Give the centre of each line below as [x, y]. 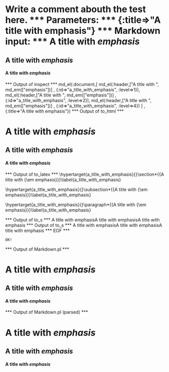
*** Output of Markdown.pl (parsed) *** [47, 312]
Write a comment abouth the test [76, 9]
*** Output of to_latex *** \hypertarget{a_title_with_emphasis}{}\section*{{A [85, 174]
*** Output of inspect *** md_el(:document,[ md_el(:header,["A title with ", [82, 84]
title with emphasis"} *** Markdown [83, 31]
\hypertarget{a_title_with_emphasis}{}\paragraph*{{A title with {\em [76, 204]
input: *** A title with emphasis [73, 42]
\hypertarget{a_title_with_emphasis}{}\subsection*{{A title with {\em [76, 189]
